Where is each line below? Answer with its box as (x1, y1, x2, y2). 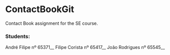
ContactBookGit (5, 4, 75, 15)
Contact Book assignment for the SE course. (5, 20, 98, 26)
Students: (5, 33, 30, 40)
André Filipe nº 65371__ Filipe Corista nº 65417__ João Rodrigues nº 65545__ (5, 44, 165, 50)
